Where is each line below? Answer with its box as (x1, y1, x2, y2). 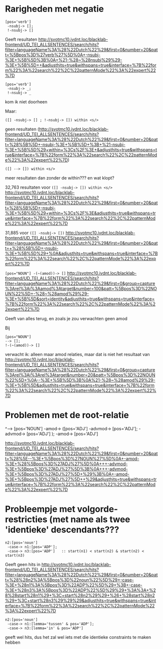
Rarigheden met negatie (5, 3, 104, 15)
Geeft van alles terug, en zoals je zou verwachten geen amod (5, 315, 128, 321)
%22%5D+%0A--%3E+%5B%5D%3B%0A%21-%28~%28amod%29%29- (5, 377, 156, 383)
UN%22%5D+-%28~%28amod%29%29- (5, 291, 89, 296)
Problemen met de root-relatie (5, 410, 130, 421)
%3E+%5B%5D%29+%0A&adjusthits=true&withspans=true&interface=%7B (5, 250, 158, 256)
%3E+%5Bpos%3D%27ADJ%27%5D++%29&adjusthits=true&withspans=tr (5, 476, 157, 482)
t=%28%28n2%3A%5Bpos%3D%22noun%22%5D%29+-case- (5, 577, 134, 583)
